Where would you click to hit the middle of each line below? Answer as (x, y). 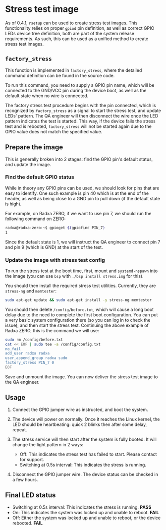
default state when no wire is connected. (47, 96)
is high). (13, 204)
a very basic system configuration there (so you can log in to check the (78, 320)
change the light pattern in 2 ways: (48, 444)
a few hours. (25, 479)
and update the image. (28, 164)
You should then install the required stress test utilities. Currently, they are (81, 286)
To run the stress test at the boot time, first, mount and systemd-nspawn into (81, 271)
